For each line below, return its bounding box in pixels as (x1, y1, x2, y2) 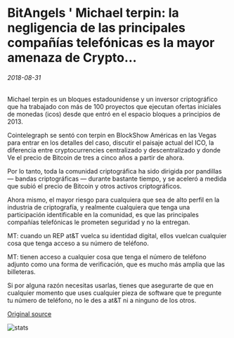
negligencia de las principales (7, 20, 186, 36)
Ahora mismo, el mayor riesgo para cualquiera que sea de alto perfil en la (7, 195, 220, 204)
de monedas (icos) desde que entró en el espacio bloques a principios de (7, 110, 221, 119)
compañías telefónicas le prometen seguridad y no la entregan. (7, 218, 190, 226)
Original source (7, 310, 52, 318)
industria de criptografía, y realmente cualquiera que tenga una (7, 203, 190, 212)
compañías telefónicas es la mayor (7, 35, 215, 51)
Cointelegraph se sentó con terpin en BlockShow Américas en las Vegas (7, 131, 216, 140)
